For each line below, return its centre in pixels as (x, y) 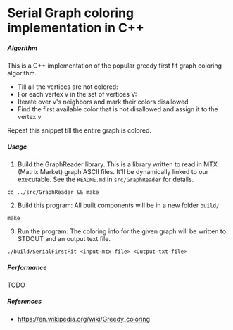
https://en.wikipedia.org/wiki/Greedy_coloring (83, 319)
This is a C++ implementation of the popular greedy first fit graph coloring (115, 66)
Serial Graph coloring (71, 13)
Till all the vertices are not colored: (68, 87)
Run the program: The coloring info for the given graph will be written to (122, 231)
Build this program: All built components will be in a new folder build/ (118, 205)
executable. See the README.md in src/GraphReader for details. (106, 179)
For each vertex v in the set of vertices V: (77, 94)
